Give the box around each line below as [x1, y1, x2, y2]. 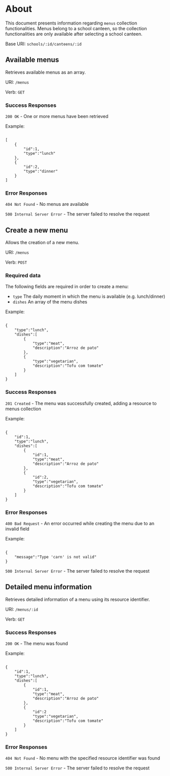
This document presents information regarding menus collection [5, 20, 137, 26]
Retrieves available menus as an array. [5, 69, 86, 75]
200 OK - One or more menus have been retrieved [5, 113, 108, 120]
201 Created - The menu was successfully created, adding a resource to [5, 400, 157, 406]
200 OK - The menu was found [5, 641, 68, 647]
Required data [5, 272, 41, 279]
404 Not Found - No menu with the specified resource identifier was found [5, 755, 160, 761]
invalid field [5, 526, 30, 532]
